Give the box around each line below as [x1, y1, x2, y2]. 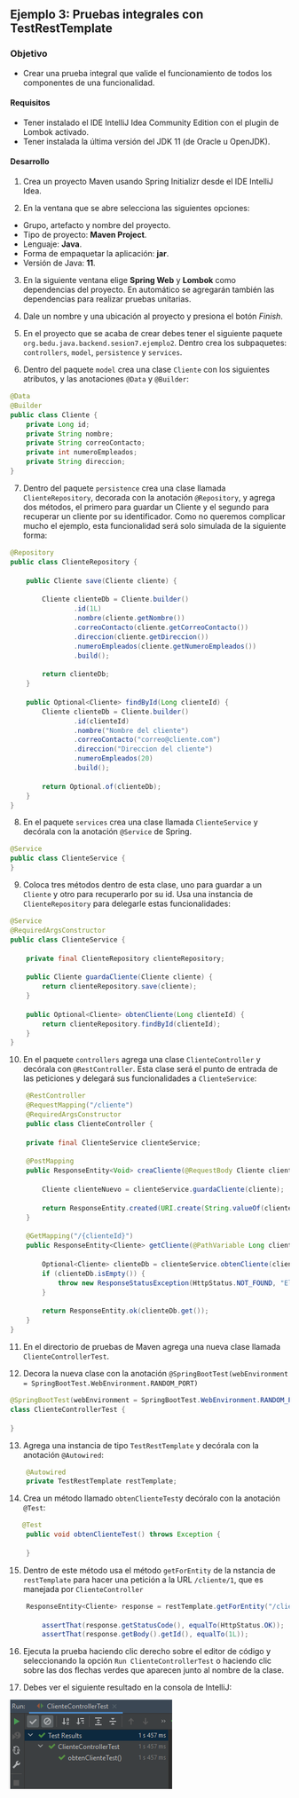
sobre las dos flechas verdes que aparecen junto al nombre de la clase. [22, 1665, 285, 1676]
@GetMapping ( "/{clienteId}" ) [26, 1232, 134, 1241]
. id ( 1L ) [73, 604, 102, 613]
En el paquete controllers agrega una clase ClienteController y [22, 1054, 261, 1065]
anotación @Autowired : [22, 1449, 105, 1460]
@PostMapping [26, 1157, 75, 1166]
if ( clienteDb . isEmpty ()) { [42, 1269, 146, 1278]
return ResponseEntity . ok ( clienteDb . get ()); [42, 1306, 209, 1316]
